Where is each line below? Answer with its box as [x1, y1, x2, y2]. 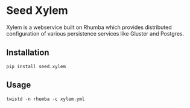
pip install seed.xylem [6, 63, 66, 69]
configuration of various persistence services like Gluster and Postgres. [6, 30, 185, 37]
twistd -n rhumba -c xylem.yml [6, 96, 85, 102]
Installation [6, 48, 49, 58]
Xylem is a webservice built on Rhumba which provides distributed [6, 24, 172, 31]
